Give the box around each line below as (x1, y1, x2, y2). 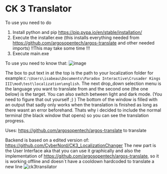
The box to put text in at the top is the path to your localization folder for (5, 69, 153, 75)
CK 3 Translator (5, 3, 72, 14)
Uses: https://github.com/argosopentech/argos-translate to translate (5, 127, 146, 133)
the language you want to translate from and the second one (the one (5, 85, 148, 91)
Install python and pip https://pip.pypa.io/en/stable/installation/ (12, 29, 142, 35)
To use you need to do (5, 19, 51, 25)
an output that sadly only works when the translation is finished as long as (5, 101, 158, 107)
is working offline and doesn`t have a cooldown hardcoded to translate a (5, 158, 154, 164)
